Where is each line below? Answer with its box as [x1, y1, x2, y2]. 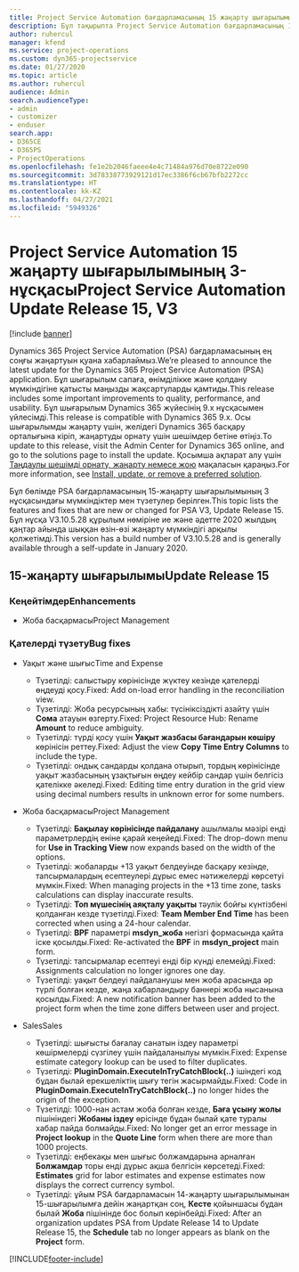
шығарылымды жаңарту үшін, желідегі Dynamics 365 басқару [9, 420, 246, 432]
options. [35, 852, 66, 862]
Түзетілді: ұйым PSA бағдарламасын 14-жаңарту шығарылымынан [35, 1188, 290, 1199]
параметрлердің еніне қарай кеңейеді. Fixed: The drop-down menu [35, 832, 288, 843]
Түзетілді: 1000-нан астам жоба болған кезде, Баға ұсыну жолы [35, 1104, 282, 1114]
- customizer [9, 112, 58, 121]
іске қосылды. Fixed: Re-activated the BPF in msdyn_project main [35, 936, 279, 947]
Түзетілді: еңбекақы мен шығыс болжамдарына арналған [35, 1151, 255, 1162]
